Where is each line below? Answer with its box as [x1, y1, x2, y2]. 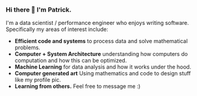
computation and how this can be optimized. [14, 57, 127, 64]
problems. [14, 44, 40, 51]
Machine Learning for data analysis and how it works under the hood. [14, 63, 191, 70]
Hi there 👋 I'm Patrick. [6, 5, 72, 14]
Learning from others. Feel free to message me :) [14, 83, 141, 90]
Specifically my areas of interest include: [6, 26, 108, 33]
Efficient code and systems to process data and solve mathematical [14, 38, 188, 45]
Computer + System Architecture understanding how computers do [14, 50, 188, 58]
